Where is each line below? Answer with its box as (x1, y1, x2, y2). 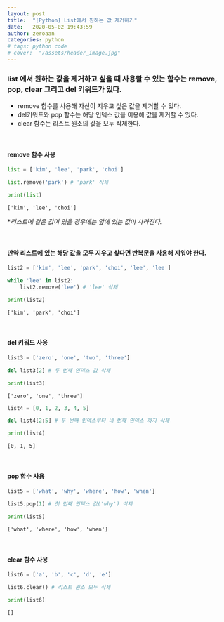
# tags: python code (7, 43, 68, 50)
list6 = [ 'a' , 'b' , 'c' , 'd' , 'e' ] (7, 571, 112, 578)
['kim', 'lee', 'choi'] (7, 204, 77, 211)
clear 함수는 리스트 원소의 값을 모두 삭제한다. (17, 119, 141, 128)
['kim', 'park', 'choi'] (7, 309, 80, 316)
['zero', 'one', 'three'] (7, 392, 83, 399)
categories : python (7, 37, 65, 44)
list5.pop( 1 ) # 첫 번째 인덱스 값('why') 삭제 (7, 501, 133, 508)
